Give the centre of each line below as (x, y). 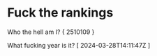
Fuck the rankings (60, 13)
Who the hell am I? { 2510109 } (51, 32)
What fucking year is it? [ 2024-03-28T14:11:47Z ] (79, 45)
